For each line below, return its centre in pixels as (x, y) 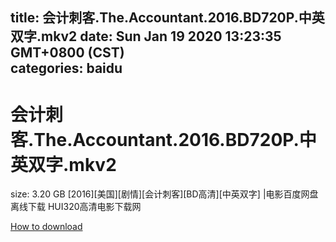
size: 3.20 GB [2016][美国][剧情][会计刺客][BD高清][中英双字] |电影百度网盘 (164, 194)
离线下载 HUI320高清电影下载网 (76, 207)
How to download (46, 227)
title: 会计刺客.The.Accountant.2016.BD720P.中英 (167, 18)
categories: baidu (66, 68)
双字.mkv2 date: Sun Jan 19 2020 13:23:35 (146, 36)
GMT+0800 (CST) (67, 53)
